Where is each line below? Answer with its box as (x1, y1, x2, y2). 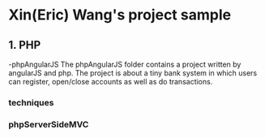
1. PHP (8, 38, 41, 52)
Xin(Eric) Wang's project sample (8, 6, 232, 24)
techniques (8, 97, 54, 108)
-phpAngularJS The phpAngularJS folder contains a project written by (8, 59, 241, 69)
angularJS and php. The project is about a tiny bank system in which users (8, 68, 258, 78)
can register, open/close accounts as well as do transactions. (8, 77, 213, 86)
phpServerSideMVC (8, 119, 89, 130)
